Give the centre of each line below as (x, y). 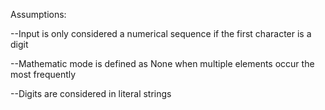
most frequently (43, 74)
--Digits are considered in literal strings (91, 93)
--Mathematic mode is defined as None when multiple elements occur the (162, 63)
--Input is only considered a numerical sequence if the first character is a (161, 33)
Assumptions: (38, 14)
